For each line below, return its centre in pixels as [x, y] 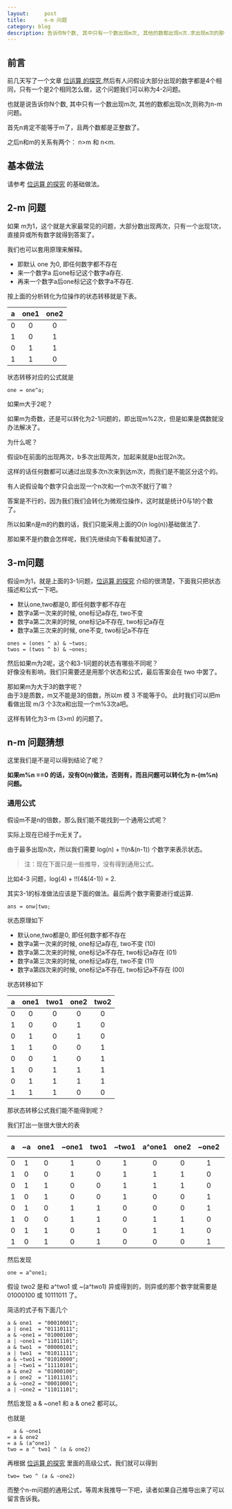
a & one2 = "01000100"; [43, 1371]
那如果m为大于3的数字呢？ [45, 686]
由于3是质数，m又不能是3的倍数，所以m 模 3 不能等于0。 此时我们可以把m [114, 695]
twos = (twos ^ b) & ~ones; [48, 649]
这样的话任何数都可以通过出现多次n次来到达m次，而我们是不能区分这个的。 [115, 471]
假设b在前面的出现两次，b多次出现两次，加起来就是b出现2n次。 [98, 456]
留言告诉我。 [25, 1498]
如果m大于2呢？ [30, 404]
